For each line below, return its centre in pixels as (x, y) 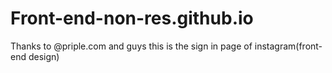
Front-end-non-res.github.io (132, 18)
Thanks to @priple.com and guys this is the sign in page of (131, 46)
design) (44, 56)
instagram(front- (288, 46)
